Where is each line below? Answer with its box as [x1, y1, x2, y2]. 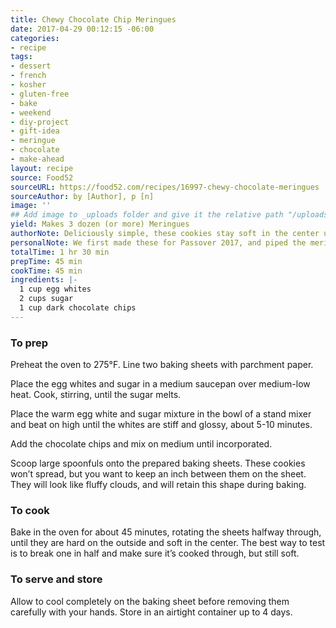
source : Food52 [10, 172, 74, 183]
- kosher [10, 80, 47, 90]
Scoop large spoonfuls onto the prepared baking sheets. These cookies [10, 457, 306, 470]
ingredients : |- [10, 275, 78, 285]
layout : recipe [10, 163, 74, 173]
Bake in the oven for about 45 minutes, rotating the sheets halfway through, [10, 526, 322, 538]
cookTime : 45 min [10, 266, 83, 276]
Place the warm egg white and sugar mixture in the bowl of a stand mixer [10, 408, 312, 420]
